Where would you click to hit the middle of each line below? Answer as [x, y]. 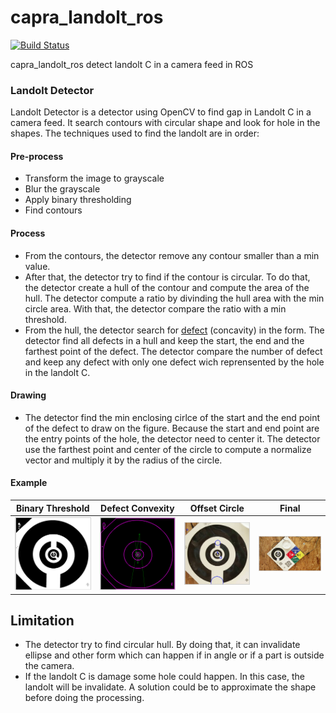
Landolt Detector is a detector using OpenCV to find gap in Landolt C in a [161, 112]
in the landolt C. [57, 372]
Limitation [42, 620]
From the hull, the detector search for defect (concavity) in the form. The [174, 330]
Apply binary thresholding [78, 200]
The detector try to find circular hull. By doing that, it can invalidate [162, 645]
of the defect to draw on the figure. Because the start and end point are [172, 428]
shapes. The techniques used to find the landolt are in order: [135, 133]
